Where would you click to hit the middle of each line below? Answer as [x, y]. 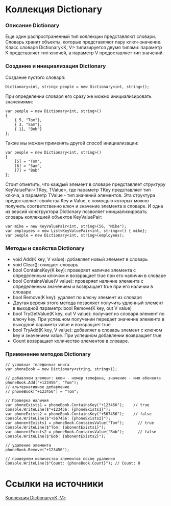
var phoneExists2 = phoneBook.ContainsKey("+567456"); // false [79, 414]
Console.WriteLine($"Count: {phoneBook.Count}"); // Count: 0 [73, 463]
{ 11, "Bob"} [28, 129]
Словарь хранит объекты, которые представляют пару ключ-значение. [83, 42]
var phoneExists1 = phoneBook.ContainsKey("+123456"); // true [77, 405]
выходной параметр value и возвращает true [62, 325]
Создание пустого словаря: [35, 77]
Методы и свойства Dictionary [45, 248]
